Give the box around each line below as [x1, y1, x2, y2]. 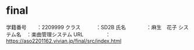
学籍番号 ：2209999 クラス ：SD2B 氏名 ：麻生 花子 [6, 24, 178, 30]
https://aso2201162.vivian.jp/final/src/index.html [6, 37, 122, 44]
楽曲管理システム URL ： [31, 30, 111, 38]
